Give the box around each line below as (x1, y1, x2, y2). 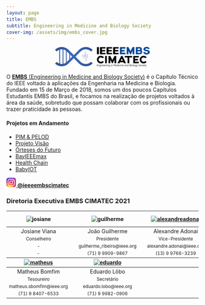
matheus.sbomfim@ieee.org (9, 284, 68, 290)
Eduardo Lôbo (90, 268, 126, 275)
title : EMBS (6, 16, 37, 23)
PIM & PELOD (15, 133, 49, 140)
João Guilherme (87, 227, 128, 234)
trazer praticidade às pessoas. (6, 105, 83, 113)
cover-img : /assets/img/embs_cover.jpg (6, 29, 108, 35)
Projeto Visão (15, 139, 49, 147)
